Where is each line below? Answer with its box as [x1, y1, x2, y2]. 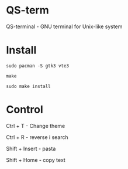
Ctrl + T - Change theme [6, 122, 65, 129]
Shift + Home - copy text [6, 156, 65, 163]
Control [6, 103, 44, 116]
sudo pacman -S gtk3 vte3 [6, 63, 69, 69]
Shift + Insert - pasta [6, 145, 56, 152]
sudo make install [6, 83, 51, 89]
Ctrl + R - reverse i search [6, 133, 68, 141]
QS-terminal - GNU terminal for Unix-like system [6, 23, 123, 30]
